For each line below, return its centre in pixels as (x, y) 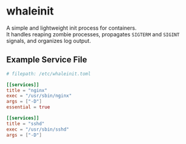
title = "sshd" (26, 123)
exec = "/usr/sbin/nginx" (39, 96)
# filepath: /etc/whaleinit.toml (49, 74)
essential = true (28, 107)
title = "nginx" (27, 90)
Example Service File (47, 60)
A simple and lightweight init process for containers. (71, 28)
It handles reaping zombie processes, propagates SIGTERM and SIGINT (93, 34)
